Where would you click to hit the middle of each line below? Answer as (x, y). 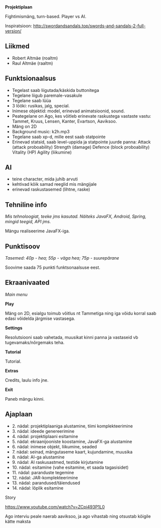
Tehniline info (26, 204)
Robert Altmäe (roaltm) (35, 58)
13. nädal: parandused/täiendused (46, 483)
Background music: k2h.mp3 (41, 131)
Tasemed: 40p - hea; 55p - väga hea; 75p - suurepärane (62, 258)
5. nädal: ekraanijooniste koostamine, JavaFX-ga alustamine (72, 441)
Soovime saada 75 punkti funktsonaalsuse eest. (53, 267)
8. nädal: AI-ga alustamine (38, 457)
